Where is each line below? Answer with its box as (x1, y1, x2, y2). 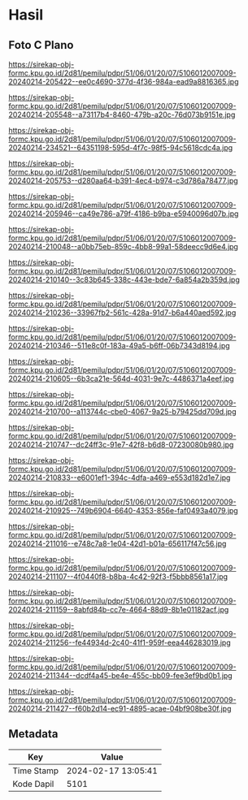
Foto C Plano (8, 38, 74, 52)
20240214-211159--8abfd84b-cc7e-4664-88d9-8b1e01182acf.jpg (8, 605, 229, 614)
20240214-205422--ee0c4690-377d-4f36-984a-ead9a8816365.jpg (8, 77, 239, 86)
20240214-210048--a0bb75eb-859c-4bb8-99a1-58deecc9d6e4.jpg (8, 242, 238, 251)
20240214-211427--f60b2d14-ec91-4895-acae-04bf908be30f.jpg (8, 704, 232, 713)
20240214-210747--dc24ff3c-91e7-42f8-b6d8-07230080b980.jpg (8, 440, 234, 449)
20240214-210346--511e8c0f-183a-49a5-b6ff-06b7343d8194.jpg (8, 341, 230, 350)
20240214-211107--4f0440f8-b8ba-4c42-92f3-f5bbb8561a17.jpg (8, 572, 228, 582)
